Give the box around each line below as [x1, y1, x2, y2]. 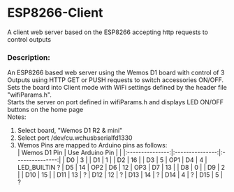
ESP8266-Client [7, 5, 103, 21]
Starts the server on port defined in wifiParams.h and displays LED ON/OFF [7, 98, 224, 106]
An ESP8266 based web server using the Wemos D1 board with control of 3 [7, 68, 225, 77]
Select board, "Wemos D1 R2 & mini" [17, 127, 123, 135]
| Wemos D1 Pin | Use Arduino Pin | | [17, 148, 122, 157]
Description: [7, 52, 50, 62]
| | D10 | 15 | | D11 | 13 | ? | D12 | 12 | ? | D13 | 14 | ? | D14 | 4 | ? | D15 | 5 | [17, 170, 224, 179]
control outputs [7, 35, 51, 43]
